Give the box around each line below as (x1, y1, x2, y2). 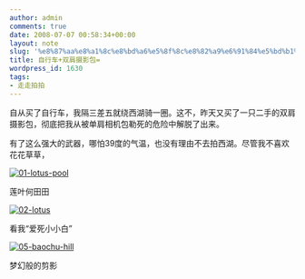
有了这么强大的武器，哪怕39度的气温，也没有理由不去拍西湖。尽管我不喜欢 (9, 137, 290, 148)
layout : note (9, 38, 59, 48)
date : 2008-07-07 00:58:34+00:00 (9, 30, 136, 39)
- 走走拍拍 (9, 81, 45, 90)
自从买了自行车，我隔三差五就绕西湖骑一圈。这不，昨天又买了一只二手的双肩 (9, 106, 296, 118)
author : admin (9, 13, 64, 23)
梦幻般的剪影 (9, 260, 57, 271)
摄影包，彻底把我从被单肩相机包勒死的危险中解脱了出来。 (9, 118, 224, 129)
